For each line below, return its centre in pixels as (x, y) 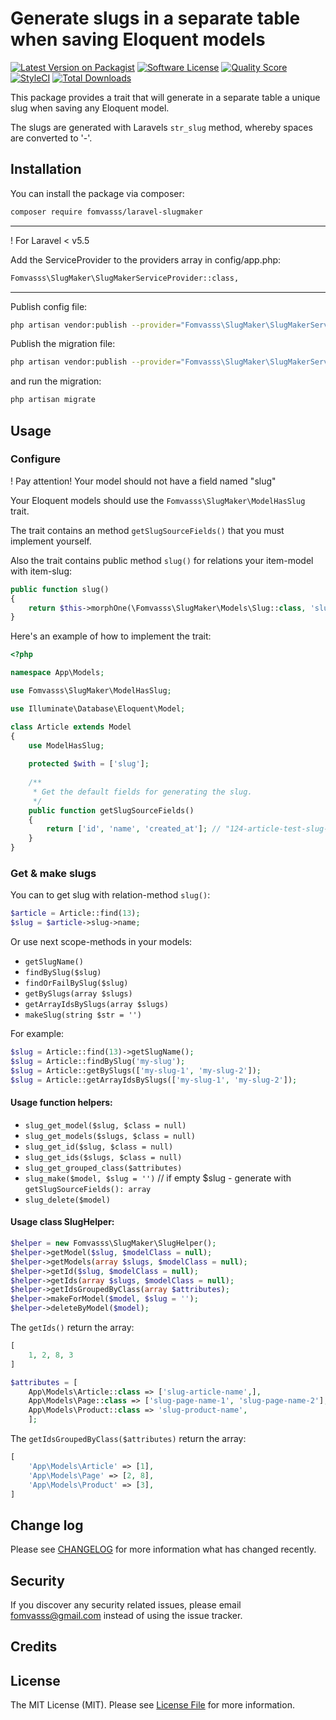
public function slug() (60, 589)
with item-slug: (41, 571)
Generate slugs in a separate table (155, 18)
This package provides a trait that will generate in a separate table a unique (165, 97)
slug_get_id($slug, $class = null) (99, 1147)
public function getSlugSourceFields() (111, 810)
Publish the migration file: (63, 344)
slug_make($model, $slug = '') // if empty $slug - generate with (158, 1178)
